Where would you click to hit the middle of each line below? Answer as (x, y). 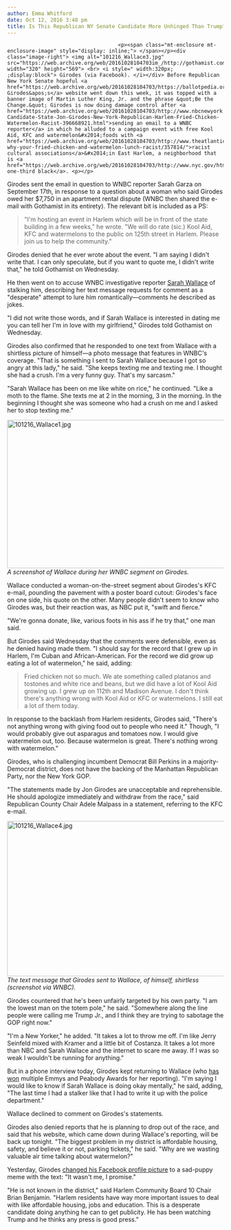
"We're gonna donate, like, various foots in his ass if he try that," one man (111, 621)
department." (26, 1101)
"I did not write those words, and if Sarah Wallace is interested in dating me (113, 318)
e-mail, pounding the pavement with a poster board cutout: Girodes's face (112, 593)
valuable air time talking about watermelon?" (70, 1156)
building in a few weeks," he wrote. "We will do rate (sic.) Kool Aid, (118, 227)
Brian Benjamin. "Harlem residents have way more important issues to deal (113, 1198)
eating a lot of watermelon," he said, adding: (70, 663)
